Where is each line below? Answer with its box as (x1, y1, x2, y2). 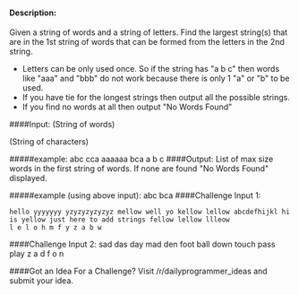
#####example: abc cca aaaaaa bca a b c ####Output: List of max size (9, 153, 274, 165)
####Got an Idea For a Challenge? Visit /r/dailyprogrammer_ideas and (9, 265, 268, 277)
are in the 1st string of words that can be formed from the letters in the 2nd (9, 37, 285, 48)
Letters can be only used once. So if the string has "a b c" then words (21, 64, 280, 74)
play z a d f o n (9, 248, 64, 259)
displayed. (9, 173, 47, 184)
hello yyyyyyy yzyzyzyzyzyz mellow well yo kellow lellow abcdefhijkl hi (9, 207, 291, 217)
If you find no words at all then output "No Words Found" (21, 101, 233, 112)
